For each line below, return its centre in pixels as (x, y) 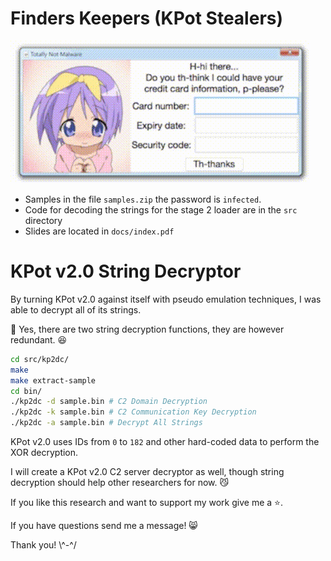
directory (43, 220)
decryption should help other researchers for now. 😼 (120, 482)
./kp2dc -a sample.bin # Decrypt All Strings (106, 423)
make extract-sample (53, 380)
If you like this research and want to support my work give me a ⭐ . (146, 502)
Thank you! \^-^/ (43, 545)
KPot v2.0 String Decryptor (126, 271)
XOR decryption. (44, 452)
